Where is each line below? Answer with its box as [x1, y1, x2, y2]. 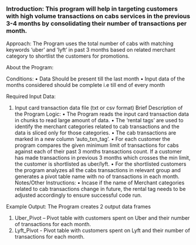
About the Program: [6, 64, 54, 71]
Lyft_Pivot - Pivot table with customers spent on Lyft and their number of [14, 227, 191, 234]
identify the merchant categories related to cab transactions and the [14, 123, 180, 130]
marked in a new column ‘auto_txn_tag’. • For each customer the [14, 136, 170, 143]
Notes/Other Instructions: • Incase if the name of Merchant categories [14, 179, 185, 186]
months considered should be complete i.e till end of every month [6, 82, 165, 89]
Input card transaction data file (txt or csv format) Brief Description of [14, 105, 183, 112]
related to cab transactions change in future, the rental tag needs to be [14, 186, 186, 193]
